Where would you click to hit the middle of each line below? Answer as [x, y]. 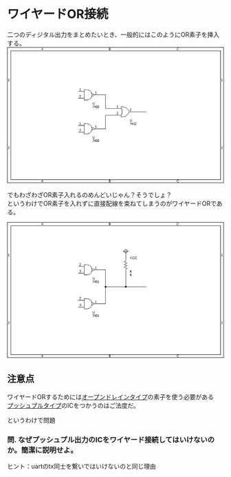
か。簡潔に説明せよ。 [42, 450]
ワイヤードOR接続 [58, 14]
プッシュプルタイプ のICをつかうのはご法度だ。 [73, 405]
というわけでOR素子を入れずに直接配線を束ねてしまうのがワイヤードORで [112, 203]
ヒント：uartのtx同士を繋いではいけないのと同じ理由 [82, 467]
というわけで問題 [31, 420]
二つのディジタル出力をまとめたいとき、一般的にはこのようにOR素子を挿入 [113, 34]
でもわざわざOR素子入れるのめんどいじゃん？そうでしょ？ [90, 194]
